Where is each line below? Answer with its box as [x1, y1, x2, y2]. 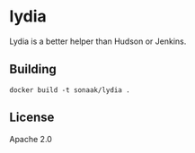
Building [9, 62, 57, 77]
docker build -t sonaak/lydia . [9, 85, 130, 95]
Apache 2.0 [9, 133, 52, 144]
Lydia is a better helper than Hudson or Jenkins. [9, 36, 187, 47]
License [9, 110, 55, 125]
